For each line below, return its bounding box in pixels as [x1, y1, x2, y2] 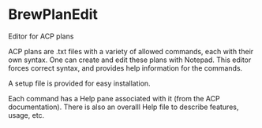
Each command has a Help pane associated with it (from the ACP [8, 93, 220, 103]
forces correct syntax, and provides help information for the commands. [8, 63, 243, 72]
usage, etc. [8, 110, 45, 119]
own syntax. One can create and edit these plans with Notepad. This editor [8, 55, 252, 64]
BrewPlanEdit [8, 5, 99, 24]
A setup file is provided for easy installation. [8, 79, 152, 88]
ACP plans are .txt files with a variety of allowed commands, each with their [8, 46, 254, 56]
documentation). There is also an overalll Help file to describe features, [8, 102, 239, 112]
